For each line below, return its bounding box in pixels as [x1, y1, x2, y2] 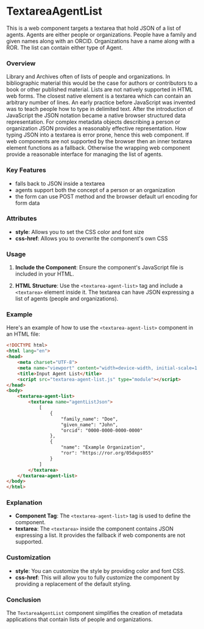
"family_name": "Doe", [60, 416, 119, 422]
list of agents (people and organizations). [15, 295, 119, 302]
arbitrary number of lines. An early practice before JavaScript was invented [6, 99, 196, 106]
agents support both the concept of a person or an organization [15, 186, 175, 193]
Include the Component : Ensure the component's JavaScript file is [15, 264, 184, 271]
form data [15, 199, 40, 207]
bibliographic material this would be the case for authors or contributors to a [6, 79, 198, 87]
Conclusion [6, 595, 41, 604]
